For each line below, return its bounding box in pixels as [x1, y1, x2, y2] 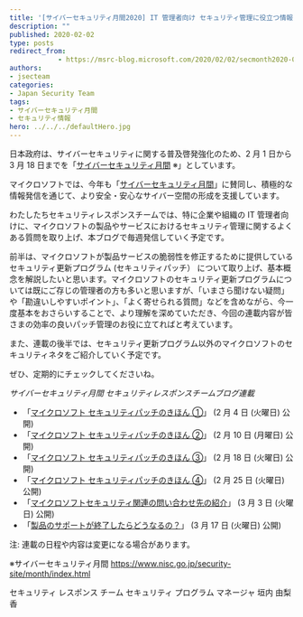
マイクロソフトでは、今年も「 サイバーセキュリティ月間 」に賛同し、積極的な [9, 179, 293, 190]
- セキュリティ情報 [9, 114, 71, 123]
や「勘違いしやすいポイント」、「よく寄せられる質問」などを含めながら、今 [9, 296, 286, 307]
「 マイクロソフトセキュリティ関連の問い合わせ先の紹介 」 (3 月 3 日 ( [22, 498, 278, 508]
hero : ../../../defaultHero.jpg [9, 123, 131, 132]
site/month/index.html [9, 568, 91, 579]
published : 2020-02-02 [9, 30, 95, 39]
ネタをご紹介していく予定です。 [48, 350, 167, 360]
